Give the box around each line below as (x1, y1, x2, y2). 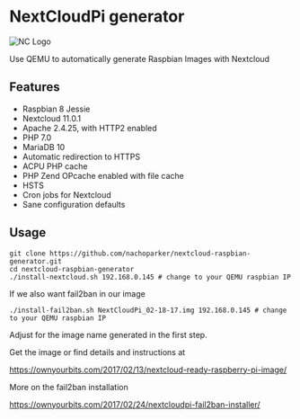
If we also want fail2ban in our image (9, 288, 146, 299)
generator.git (9, 256, 63, 266)
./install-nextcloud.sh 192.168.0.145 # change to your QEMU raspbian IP (9, 272, 292, 281)
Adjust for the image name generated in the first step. (9, 329, 208, 340)
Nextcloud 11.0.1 (22, 112, 82, 123)
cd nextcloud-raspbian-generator (9, 264, 135, 273)
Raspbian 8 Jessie (22, 103, 91, 114)
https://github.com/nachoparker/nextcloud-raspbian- (49, 249, 251, 258)
